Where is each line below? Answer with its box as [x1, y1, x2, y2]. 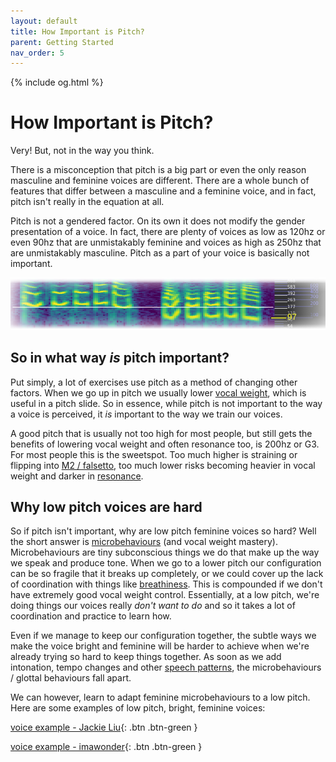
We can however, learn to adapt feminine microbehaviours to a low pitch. [10, 691, 311, 704]
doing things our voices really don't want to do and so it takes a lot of [10, 600, 296, 612]
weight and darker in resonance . [10, 470, 144, 482]
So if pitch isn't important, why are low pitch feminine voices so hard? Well [10, 525, 317, 537]
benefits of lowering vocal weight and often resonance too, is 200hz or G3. [10, 438, 320, 450]
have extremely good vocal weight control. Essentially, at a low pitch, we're [10, 589, 320, 601]
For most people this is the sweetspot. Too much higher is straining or [10, 448, 298, 460]
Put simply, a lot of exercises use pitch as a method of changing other [10, 376, 298, 388]
